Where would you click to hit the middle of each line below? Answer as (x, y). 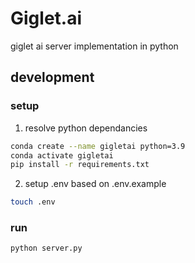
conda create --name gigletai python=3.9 (98, 146)
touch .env (33, 202)
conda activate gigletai (62, 155)
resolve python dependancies (86, 128)
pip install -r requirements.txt (80, 165)
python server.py (46, 248)
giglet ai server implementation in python (94, 46)
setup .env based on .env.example (95, 184)
